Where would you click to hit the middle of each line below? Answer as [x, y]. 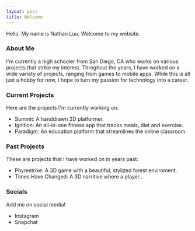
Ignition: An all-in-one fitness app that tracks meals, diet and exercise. [99, 125]
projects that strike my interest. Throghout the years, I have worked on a [93, 67]
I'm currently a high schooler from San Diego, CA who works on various [93, 61]
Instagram [27, 216]
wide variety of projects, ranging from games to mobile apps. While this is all [98, 73]
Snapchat [26, 222]
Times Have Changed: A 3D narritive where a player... [79, 177]
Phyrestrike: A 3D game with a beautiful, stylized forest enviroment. [96, 170]
